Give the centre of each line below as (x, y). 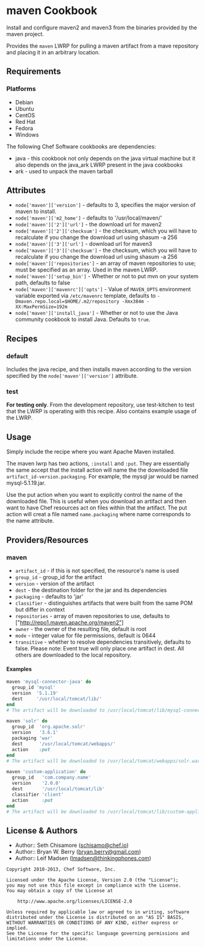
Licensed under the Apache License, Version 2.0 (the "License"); (92, 880)
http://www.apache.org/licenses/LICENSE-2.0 (75, 902)
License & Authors (42, 830)
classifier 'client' (38, 794)
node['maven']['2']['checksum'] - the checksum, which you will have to (106, 231)
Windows (27, 134)
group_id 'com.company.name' (52, 778)
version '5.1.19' (35, 693)
